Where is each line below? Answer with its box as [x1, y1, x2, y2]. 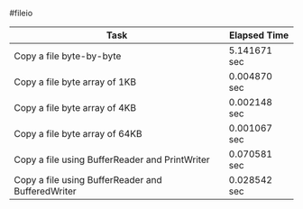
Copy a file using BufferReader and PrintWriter [14, 153, 210, 166]
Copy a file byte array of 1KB [14, 76, 137, 88]
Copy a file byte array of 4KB [14, 102, 137, 114]
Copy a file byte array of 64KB [14, 128, 142, 140]
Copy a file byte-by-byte [14, 50, 122, 62]
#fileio [9, 8, 33, 18]
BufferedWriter [14, 185, 77, 197]
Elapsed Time [228, 29, 289, 41]
